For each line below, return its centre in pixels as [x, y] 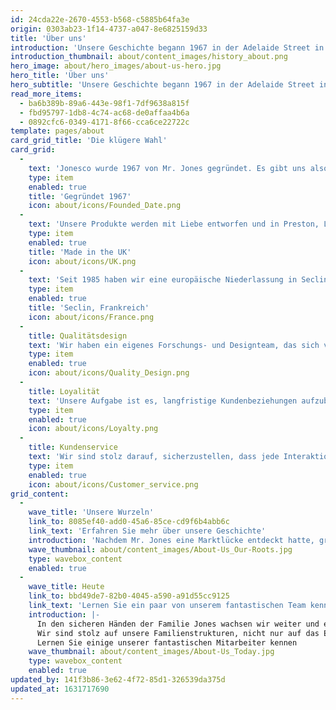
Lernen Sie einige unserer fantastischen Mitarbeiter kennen [167, 642]
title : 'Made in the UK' [80, 252]
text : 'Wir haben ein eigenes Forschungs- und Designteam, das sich [174, 345]
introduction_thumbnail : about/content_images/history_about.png [149, 57]
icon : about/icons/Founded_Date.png [105, 206]
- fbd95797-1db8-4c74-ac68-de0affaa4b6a [104, 112]
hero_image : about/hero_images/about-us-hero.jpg [116, 66]
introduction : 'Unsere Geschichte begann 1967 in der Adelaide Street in [167, 47]
